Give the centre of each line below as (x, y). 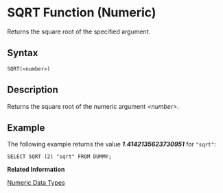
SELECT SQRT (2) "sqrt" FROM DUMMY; (59, 157)
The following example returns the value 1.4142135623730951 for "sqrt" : (111, 144)
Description (33, 90)
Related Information (36, 170)
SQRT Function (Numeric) (82, 13)
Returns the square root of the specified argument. (79, 31)
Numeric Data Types (36, 183)
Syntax (23, 53)
